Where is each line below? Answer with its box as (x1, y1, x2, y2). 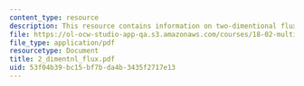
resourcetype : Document (9, 47, 100, 56)
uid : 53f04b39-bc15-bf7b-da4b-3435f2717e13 (9, 64, 176, 73)
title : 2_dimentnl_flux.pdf (9, 55, 116, 64)
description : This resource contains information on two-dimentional (9, 21, 278, 30)
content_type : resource (9, 13, 100, 22)
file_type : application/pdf (9, 38, 116, 47)
